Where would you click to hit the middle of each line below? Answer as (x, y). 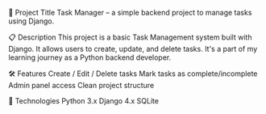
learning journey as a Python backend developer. (90, 57)
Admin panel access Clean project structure (81, 85)
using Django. (31, 21)
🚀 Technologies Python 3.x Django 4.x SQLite (84, 101)
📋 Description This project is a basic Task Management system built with (130, 37)
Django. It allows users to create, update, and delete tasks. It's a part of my (133, 49)
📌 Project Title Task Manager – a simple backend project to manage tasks (130, 13)
